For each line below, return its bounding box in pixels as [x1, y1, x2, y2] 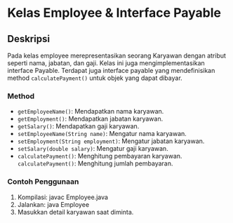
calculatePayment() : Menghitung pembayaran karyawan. [17, 152, 182, 161]
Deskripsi [7, 33, 51, 45]
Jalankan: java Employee [17, 200, 90, 208]
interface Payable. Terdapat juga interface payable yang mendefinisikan [7, 67, 215, 74]
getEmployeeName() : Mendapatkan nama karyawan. [17, 107, 164, 116]
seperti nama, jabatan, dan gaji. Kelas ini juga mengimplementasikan [7, 59, 205, 67]
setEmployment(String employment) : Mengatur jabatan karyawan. [17, 137, 205, 145]
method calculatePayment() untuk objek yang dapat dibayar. [7, 74, 182, 82]
